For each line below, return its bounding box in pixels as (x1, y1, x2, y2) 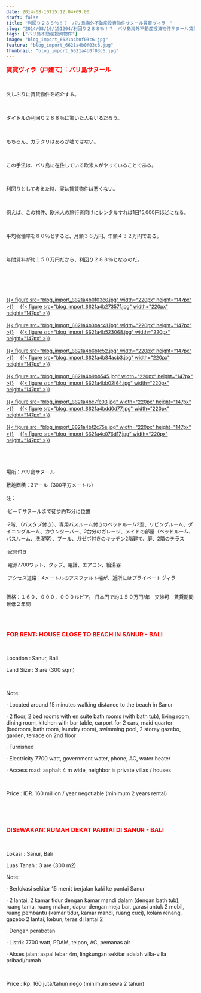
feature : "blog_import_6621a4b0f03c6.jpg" (6, 43, 114, 49)
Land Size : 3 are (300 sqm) (6, 666, 75, 673)
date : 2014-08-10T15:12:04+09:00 (6, 8, 90, 15)
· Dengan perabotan (6, 927, 56, 934)
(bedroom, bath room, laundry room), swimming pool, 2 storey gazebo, (6, 725, 181, 732)
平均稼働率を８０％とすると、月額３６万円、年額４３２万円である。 (6, 232, 162, 239)
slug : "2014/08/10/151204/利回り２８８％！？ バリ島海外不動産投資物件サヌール (6, 25, 190, 32)
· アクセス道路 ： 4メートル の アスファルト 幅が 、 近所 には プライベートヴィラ (6, 574, 176, 581)
